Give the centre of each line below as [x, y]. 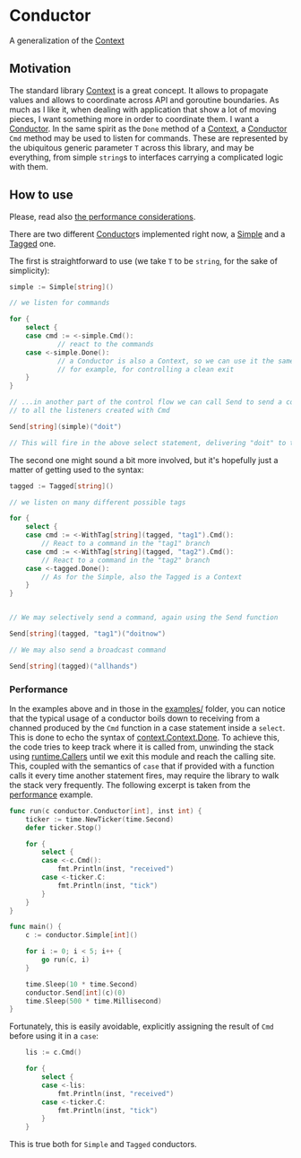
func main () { [36, 927]
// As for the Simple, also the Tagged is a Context [142, 577]
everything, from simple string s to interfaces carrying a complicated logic [146, 157]
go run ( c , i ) [66, 960]
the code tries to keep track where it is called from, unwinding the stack [142, 747]
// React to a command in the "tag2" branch [126, 560]
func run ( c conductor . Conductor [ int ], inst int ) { [106, 811]
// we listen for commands [60, 303]
